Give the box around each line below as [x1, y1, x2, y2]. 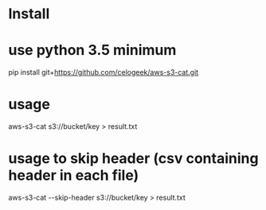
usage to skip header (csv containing [8, 150, 259, 168]
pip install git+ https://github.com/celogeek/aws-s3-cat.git [8, 68, 199, 77]
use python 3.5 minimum [8, 41, 177, 60]
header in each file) [8, 166, 139, 185]
